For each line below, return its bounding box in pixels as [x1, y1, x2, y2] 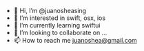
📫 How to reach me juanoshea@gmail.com [13, 37, 138, 44]
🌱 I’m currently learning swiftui [13, 21, 101, 29]
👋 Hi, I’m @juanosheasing [13, 7, 87, 14]
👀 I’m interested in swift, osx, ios [13, 14, 105, 22]
